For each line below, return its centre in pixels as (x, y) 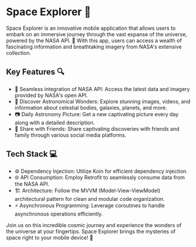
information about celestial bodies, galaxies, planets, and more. (91, 107)
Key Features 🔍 (35, 72)
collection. (19, 53)
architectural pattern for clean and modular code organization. (90, 199)
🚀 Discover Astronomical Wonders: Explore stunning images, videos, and (102, 101)
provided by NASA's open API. (51, 95)
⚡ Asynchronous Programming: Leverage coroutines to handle (90, 205)
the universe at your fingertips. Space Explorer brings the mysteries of (91, 231)
